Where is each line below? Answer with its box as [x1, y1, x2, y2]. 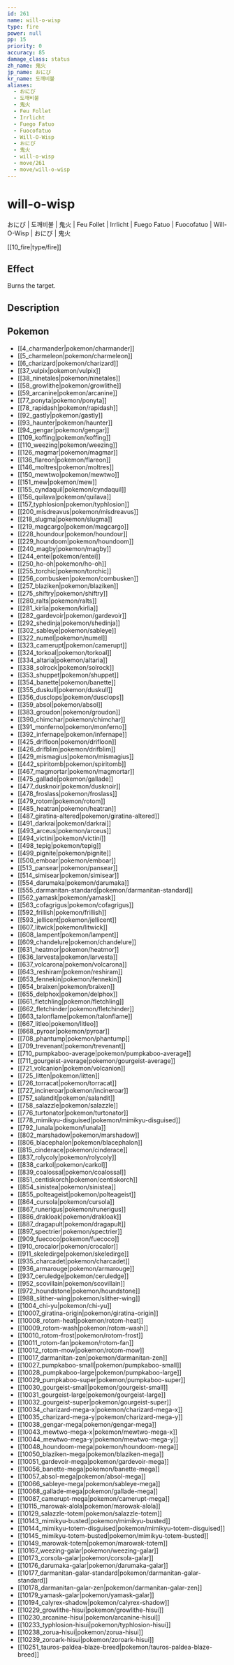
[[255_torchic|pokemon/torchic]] [17, 566, 112, 575]
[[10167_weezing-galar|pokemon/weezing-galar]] [17, 1546, 159, 1555]
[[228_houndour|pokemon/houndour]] [17, 529, 128, 538]
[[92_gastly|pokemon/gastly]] [17, 411, 103, 419]
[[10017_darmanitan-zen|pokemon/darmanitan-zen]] [17, 1353, 168, 1362]
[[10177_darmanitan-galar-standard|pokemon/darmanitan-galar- [17, 1569, 201, 1577]
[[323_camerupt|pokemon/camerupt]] [17, 640, 127, 650]
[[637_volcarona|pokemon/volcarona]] [17, 960, 127, 968]
